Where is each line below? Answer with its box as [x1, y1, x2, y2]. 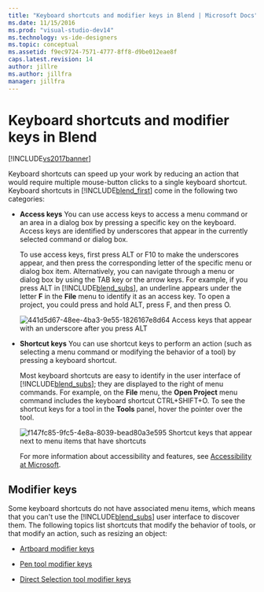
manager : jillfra [8, 77, 65, 85]
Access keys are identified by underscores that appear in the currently [19, 226, 248, 236]
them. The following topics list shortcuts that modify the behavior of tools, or [8, 520, 256, 530]
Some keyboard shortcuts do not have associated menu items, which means [8, 504, 255, 513]
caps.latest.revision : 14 [8, 56, 93, 64]
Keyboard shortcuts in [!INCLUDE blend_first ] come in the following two [8, 186, 238, 195]
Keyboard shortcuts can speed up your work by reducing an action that [8, 169, 240, 179]
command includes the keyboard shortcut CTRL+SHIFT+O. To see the [19, 396, 246, 405]
